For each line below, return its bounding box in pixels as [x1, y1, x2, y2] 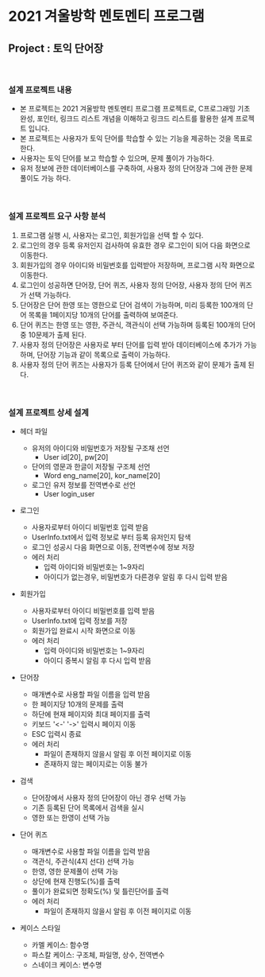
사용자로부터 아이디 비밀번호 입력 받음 [31, 522, 149, 531]
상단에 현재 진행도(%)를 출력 [31, 876, 121, 886]
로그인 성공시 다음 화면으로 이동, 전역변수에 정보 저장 [31, 542, 195, 551]
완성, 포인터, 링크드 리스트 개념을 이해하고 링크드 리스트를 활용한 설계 [19, 114, 234, 123]
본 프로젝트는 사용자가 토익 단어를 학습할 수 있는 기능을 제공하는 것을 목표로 [19, 134, 253, 143]
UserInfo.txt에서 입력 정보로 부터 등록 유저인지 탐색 [31, 532, 191, 542]
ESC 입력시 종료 [31, 729, 82, 738]
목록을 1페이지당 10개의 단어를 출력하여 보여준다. [28, 309, 179, 319]
